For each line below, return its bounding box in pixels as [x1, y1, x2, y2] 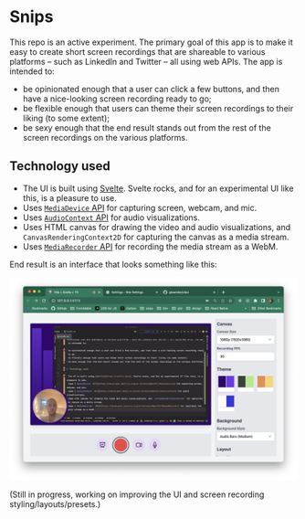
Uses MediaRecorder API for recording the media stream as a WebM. [22, 240, 279, 252]
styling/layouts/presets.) [9, 498, 101, 509]
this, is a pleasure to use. [22, 192, 117, 203]
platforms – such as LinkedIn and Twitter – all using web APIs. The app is [9, 56, 283, 67]
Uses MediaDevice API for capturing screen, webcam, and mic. [22, 202, 258, 213]
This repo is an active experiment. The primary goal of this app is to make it [9, 37, 294, 48]
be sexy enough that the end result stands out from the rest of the [22, 122, 271, 133]
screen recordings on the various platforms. [22, 132, 188, 143]
